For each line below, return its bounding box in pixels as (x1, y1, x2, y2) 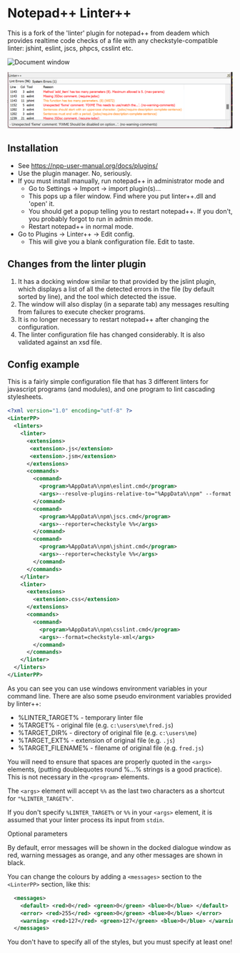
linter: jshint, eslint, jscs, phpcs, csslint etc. (7, 44, 134, 52)
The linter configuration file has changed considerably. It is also (17, 330, 205, 339)
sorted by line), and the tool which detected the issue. (17, 292, 176, 301)
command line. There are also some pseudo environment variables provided (7, 691, 232, 700)
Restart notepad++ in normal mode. (28, 222, 134, 230)
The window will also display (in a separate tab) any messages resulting (17, 300, 230, 308)
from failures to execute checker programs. (17, 307, 146, 316)
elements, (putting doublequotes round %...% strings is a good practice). (7, 765, 223, 774)
